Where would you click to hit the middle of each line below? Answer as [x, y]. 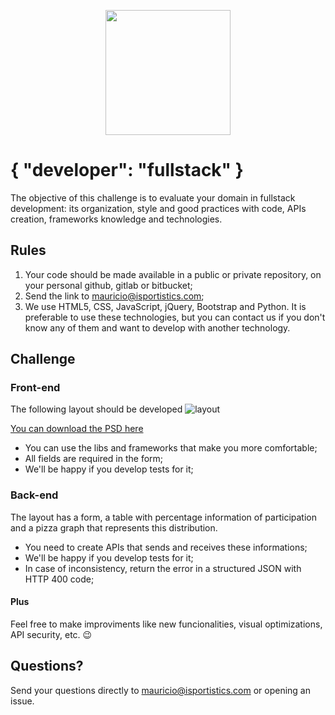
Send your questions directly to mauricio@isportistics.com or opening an [160, 690]
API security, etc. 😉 [51, 634]
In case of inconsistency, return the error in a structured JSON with [163, 568]
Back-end [34, 495]
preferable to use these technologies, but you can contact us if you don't [175, 317]
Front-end [35, 388]
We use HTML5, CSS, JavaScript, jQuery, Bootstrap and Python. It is [165, 306]
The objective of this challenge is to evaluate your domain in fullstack [153, 197]
